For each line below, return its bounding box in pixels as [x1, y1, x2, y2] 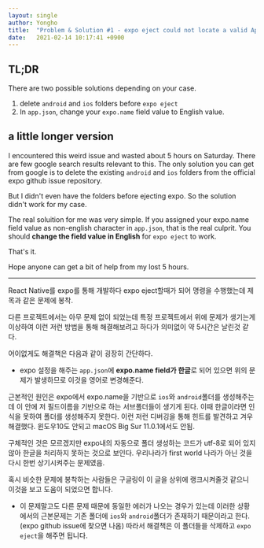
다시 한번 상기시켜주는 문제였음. [8, 457, 105, 467]
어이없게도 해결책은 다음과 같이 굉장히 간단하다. [8, 348, 153, 358]
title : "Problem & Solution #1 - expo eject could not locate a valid [8, 26, 247, 34]
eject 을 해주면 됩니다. [19, 531, 88, 540]
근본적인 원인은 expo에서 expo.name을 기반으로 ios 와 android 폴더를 [8, 391, 222, 402]
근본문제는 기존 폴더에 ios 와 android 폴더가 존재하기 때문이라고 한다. [40, 511, 250, 520]
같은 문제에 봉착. [22, 295, 73, 305]
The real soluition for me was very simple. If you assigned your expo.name [8, 214, 250, 224]
